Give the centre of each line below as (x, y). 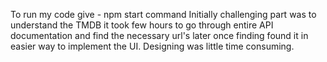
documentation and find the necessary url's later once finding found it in (159, 35)
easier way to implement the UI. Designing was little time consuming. (152, 46)
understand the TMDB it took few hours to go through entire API (142, 25)
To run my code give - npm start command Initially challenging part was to (163, 14)
